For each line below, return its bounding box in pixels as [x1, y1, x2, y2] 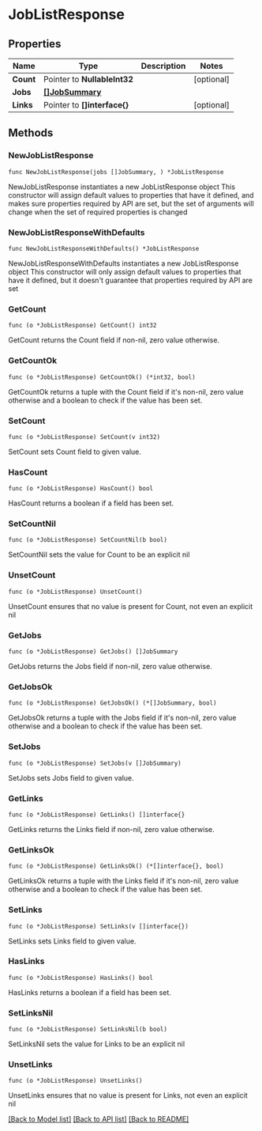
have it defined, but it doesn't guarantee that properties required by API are [8, 275, 253, 285]
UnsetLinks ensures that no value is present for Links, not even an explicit [8, 1091, 249, 1100]
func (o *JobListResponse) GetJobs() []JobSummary [8, 648, 178, 656]
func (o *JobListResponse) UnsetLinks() [8, 1077, 144, 1085]
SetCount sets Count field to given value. [8, 447, 142, 456]
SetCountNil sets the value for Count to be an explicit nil [8, 550, 190, 559]
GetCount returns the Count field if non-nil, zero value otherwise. [8, 335, 219, 345]
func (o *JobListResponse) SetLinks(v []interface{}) [8, 922, 189, 930]
